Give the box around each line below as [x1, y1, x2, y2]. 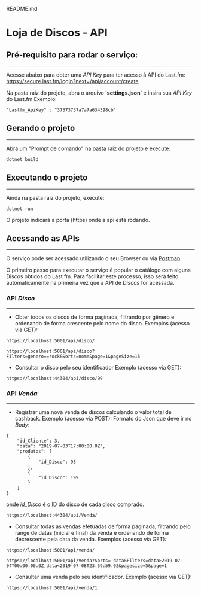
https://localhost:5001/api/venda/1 [6, 585, 98, 591]
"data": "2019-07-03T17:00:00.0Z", [17, 443, 106, 449]
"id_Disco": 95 [38, 459, 77, 465]
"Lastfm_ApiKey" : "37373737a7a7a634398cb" [6, 107, 117, 113]
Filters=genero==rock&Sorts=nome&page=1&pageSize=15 [6, 353, 141, 360]
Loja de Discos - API [6, 26, 108, 39]
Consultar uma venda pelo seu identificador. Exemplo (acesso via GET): [14, 574, 192, 581]
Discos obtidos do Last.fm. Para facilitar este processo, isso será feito [6, 273, 179, 280]
